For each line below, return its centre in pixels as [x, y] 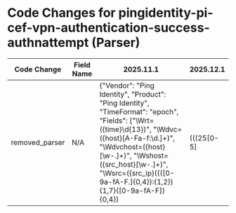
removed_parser [38, 142]
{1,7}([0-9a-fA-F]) [132, 191]
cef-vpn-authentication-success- [109, 28]
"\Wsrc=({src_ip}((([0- [137, 173]
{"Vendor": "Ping [127, 85]
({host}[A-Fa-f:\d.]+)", [137, 138]
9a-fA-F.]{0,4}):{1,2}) [136, 181]
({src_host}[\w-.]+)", [134, 164]
